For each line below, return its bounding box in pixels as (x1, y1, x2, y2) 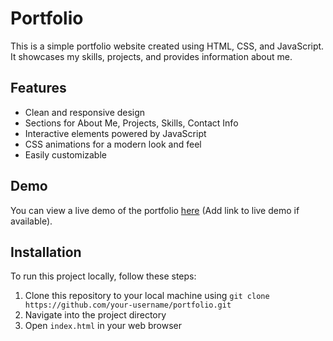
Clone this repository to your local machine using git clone (24, 290, 270, 302)
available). (10, 215, 53, 227)
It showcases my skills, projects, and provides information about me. (10, 50, 293, 62)
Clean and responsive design (24, 106, 146, 118)
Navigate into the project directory (24, 309, 167, 321)
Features (10, 80, 67, 97)
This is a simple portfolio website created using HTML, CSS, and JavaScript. (10, 40, 325, 52)
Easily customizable (24, 148, 107, 161)
